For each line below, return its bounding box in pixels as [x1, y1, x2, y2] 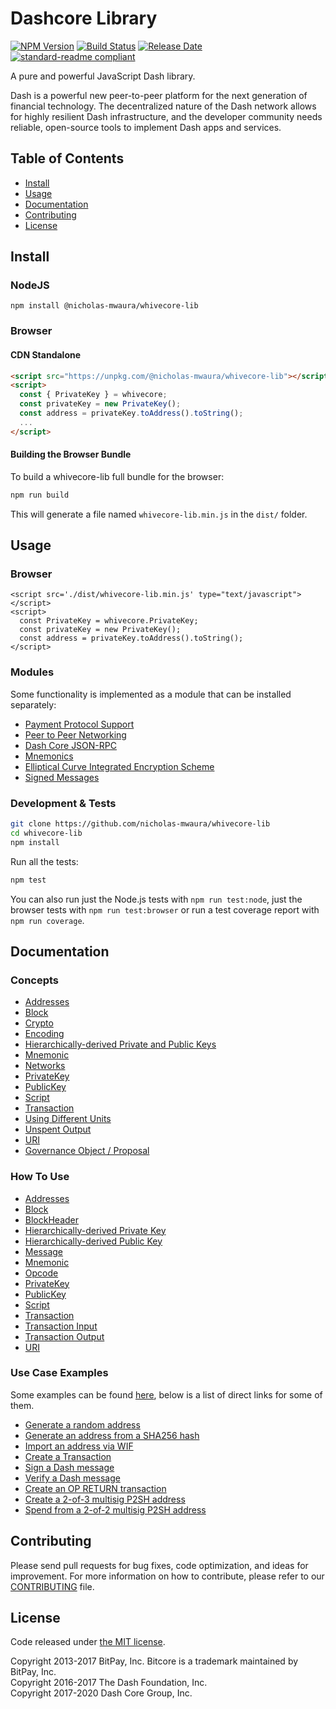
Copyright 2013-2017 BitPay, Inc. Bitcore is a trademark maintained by [10, 1655, 299, 1667]
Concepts [10, 973, 60, 987]
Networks [24, 1060, 66, 1072]
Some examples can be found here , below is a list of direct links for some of [10, 1388, 323, 1401]
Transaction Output [24, 1330, 105, 1342]
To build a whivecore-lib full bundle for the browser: [10, 470, 225, 482]
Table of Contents [10, 150, 125, 167]
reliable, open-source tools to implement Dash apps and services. [10, 121, 282, 133]
